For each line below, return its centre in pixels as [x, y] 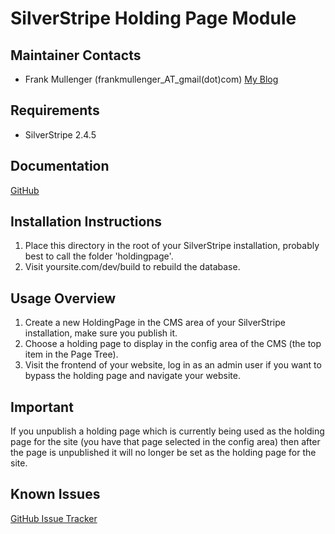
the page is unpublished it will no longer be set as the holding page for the [163, 453]
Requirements [55, 110]
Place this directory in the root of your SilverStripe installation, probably [172, 246]
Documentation [60, 166]
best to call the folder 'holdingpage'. [99, 256]
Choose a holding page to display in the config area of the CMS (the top [173, 344]
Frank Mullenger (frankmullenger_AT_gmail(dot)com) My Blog [151, 79]
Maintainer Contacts [76, 55]
